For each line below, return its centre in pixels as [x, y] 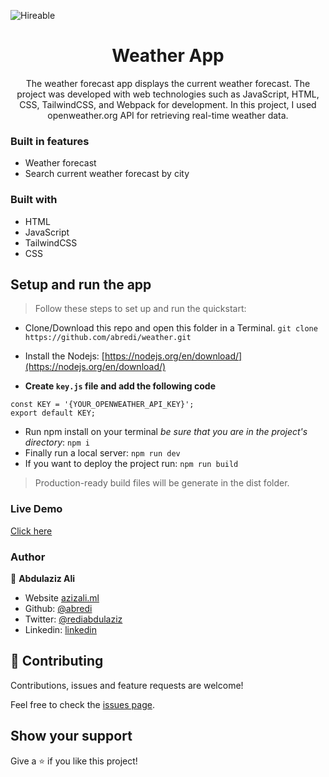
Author [28, 557]
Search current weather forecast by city [107, 174]
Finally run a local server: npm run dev [102, 453]
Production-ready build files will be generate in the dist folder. [162, 483]
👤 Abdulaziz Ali [43, 578]
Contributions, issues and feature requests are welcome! [127, 685]
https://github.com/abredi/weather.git [108, 338]
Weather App [168, 56]
